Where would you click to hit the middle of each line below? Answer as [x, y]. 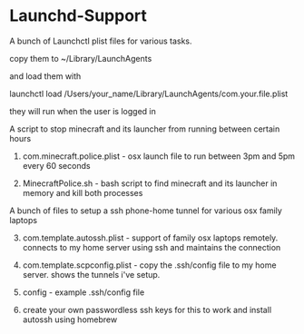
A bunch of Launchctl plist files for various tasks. [101, 41]
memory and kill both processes [83, 192]
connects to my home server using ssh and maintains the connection [152, 247]
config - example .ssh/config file [83, 292]
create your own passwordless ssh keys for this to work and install [147, 309]
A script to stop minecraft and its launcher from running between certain [145, 129]
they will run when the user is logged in [83, 111]
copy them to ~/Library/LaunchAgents [81, 58]
